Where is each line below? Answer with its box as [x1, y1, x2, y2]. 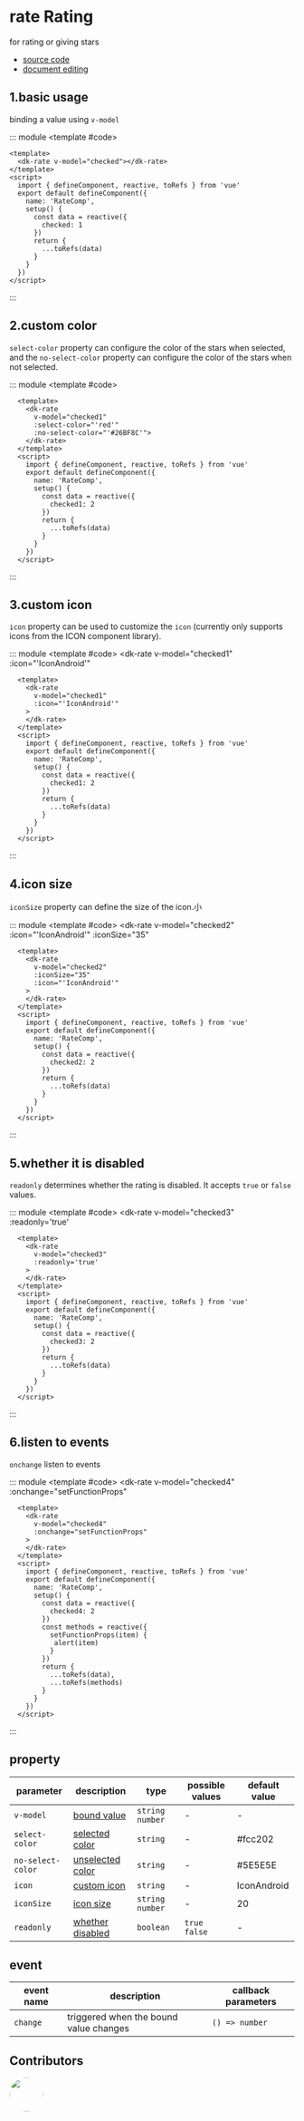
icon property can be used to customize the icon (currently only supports [9, 621, 283, 632]
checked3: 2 [49, 1337, 95, 1346]
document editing [22, 63, 89, 74]
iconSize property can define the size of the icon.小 [9, 902, 202, 913]
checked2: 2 [49, 1058, 95, 1067]
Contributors [9, 2053, 84, 2068]
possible [186, 1778, 225, 1791]
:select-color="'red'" [33, 420, 119, 430]
